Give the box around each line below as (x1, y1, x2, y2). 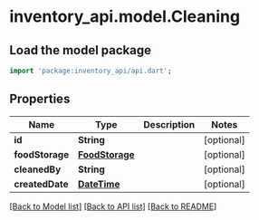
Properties (9, 91, 71, 107)
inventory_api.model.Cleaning (9, 6, 241, 27)
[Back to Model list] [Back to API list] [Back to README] (9, 201, 217, 212)
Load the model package (9, 43, 152, 58)
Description (143, 118, 196, 130)
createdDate (14, 177, 69, 190)
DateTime (77, 177, 120, 190)
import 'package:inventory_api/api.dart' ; (9, 66, 172, 75)
